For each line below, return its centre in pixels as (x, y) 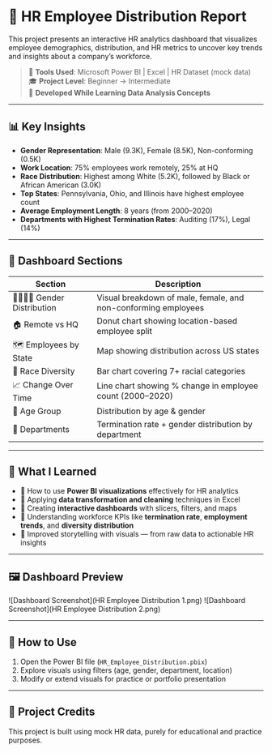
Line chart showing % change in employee (178, 386)
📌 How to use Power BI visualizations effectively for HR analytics (129, 491)
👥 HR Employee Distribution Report (127, 17)
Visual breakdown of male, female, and (170, 297)
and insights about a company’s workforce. (80, 56)
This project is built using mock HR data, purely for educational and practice (135, 731)
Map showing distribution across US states (178, 351)
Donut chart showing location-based (167, 321)
